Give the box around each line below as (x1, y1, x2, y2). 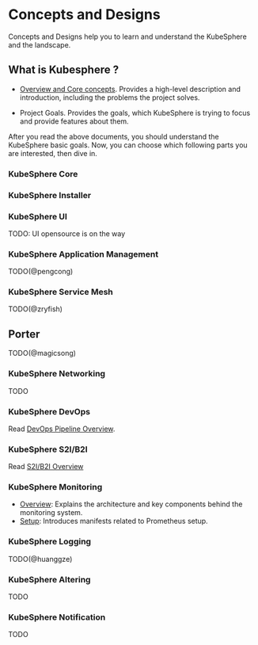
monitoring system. (19, 508, 83, 517)
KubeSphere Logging (8, 536, 92, 548)
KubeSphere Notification (8, 612, 106, 623)
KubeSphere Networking (8, 368, 105, 380)
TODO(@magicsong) (8, 349, 77, 358)
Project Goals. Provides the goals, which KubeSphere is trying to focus (19, 108, 251, 117)
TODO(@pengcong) (8, 267, 74, 277)
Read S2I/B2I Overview (8, 462, 84, 471)
